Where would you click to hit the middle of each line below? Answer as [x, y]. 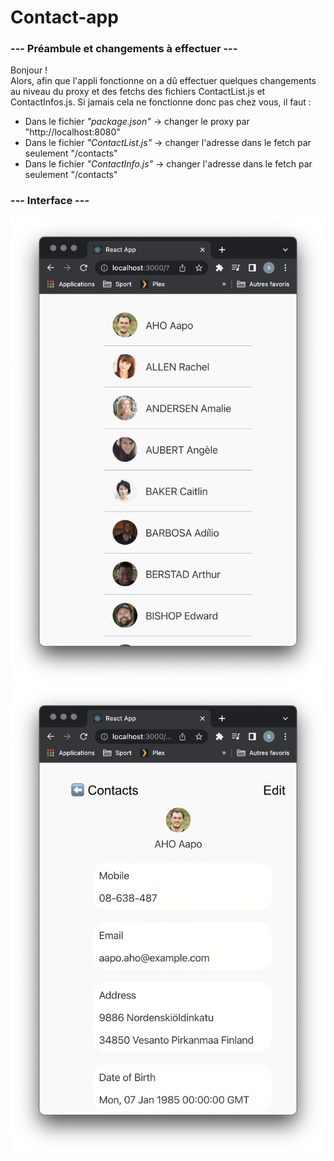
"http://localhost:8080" [72, 132]
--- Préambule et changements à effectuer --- [124, 49]
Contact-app [64, 17]
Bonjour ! [29, 70]
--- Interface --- [50, 201]
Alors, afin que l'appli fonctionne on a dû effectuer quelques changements [163, 81]
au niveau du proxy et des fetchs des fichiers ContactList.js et [138, 92]
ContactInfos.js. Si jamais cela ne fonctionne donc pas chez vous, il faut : [161, 102]
